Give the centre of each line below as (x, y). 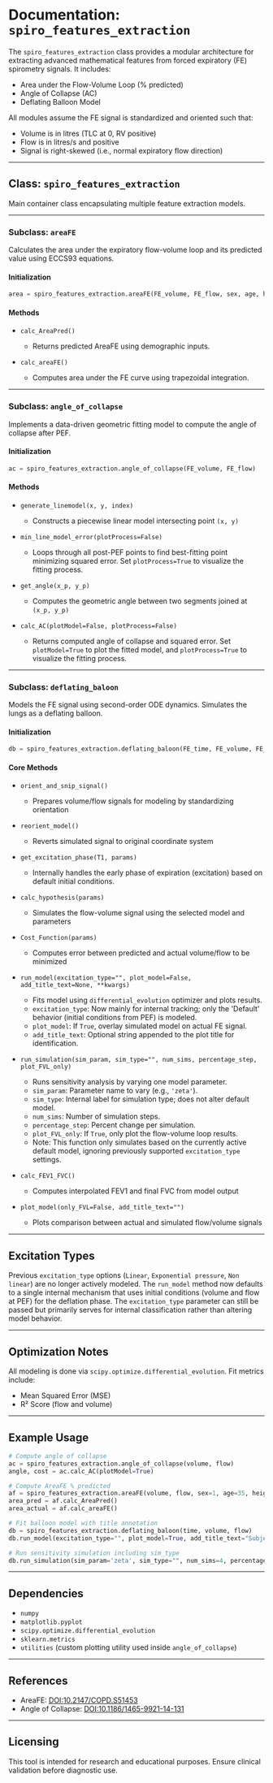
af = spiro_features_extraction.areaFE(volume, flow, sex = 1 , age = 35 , (129, 1493)
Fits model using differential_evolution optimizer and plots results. (147, 1000)
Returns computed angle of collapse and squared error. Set (132, 641)
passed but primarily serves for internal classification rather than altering (130, 1310)
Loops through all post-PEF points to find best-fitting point (130, 552)
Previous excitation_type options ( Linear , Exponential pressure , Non (124, 1275)
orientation (50, 810)
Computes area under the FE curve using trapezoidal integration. (141, 378)
